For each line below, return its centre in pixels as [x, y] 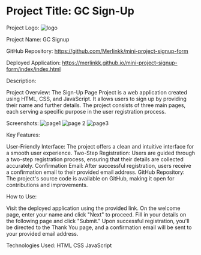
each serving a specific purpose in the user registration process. [86, 111]
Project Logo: [23, 28]
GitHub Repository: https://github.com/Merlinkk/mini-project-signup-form [97, 51]
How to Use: [22, 196]
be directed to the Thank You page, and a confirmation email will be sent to [99, 227]
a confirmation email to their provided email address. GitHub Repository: [95, 172]
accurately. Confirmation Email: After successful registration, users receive [99, 165]
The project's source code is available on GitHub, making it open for [90, 178]
